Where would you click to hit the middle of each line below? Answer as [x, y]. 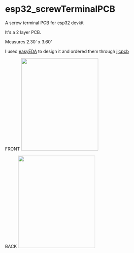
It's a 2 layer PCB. [23, 32]
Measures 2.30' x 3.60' [29, 42]
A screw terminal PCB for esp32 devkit [44, 23]
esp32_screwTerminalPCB [60, 9]
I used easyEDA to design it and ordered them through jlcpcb [67, 51]
